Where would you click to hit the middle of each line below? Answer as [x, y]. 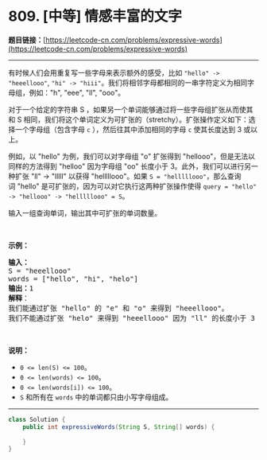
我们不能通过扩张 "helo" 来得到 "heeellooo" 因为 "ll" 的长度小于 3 [132, 318]
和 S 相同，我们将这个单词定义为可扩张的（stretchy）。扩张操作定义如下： [128, 119]
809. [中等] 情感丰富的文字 [95, 16]
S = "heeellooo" [40, 271]
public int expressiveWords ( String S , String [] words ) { [119, 427]
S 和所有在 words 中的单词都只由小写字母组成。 [96, 397]
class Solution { [37, 419]
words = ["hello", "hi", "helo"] [74, 279]
